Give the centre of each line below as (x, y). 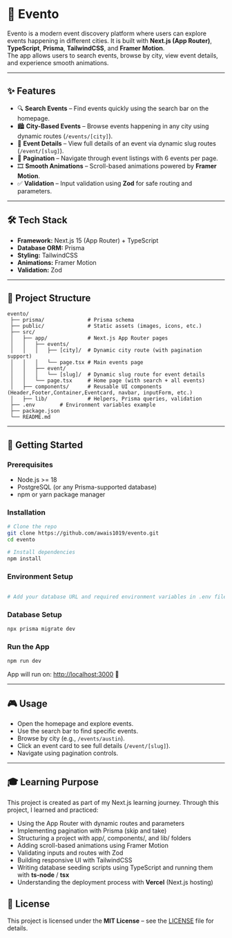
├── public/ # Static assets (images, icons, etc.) (106, 326)
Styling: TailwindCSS (47, 255)
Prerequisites (30, 464)
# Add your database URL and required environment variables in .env (109, 597)
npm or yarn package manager (61, 494)
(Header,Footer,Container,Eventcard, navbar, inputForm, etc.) (100, 393)
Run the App (28, 646)
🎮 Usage (27, 703)
